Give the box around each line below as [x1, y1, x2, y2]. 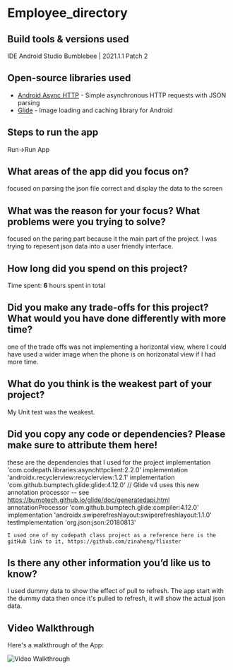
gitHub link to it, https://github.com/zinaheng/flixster [7, 538, 181, 545]
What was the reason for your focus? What [7, 205, 200, 217]
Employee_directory [7, 5, 129, 21]
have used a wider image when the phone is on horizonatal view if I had [7, 349, 216, 358]
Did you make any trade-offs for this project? [7, 301, 209, 313]
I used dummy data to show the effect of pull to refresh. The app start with [7, 587, 225, 595]
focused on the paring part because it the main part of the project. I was [7, 234, 217, 243]
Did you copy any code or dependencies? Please [7, 429, 226, 441]
